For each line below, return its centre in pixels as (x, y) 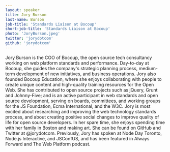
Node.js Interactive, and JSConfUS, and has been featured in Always (77, 138)
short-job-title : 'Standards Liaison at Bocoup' (58, 29)
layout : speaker (22, 10)
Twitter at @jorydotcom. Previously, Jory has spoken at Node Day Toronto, (83, 133)
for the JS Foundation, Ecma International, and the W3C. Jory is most (78, 106)
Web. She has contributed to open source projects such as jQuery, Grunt (81, 90)
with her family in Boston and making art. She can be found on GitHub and (83, 128)
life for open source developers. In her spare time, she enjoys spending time (85, 122)
